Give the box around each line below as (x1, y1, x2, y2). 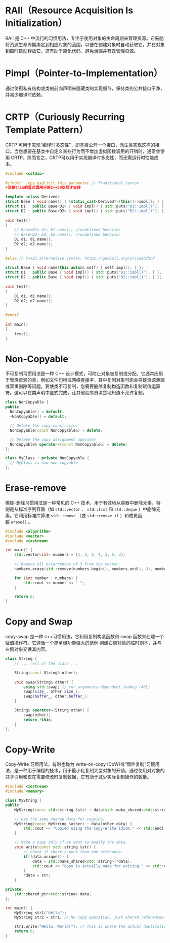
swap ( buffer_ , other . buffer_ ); (23, 694, 90, 699)
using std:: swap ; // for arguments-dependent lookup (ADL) (23, 684, 151, 689)
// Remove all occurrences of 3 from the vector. (14, 562, 121, 567)
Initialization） (5, 17, 67, 29)
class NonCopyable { (5, 400, 49, 405)
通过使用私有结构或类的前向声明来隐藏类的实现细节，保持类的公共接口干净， (5, 85, 165, 91)
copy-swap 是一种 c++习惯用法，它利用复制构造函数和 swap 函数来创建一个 (5, 634, 164, 640)
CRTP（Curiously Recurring (5, 111, 125, 123)
